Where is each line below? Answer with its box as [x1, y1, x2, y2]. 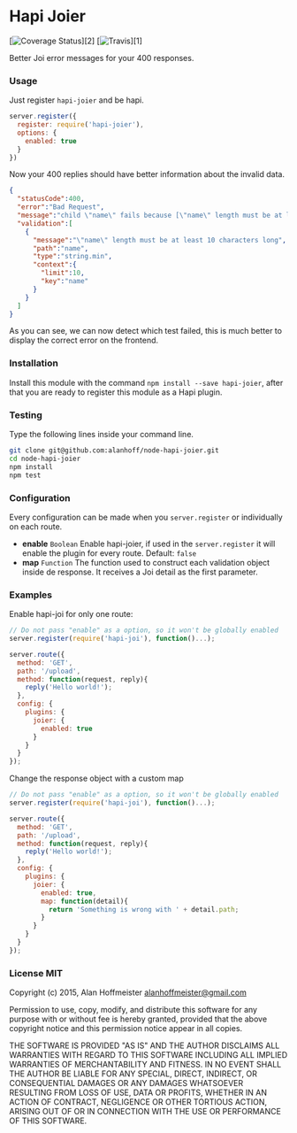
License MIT [9, 967, 64, 979]
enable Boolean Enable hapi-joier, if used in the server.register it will [21, 538, 276, 549]
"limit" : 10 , [41, 268, 86, 278]
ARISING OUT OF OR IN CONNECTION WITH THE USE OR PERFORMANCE [9, 1106, 281, 1117]
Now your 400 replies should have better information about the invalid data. [9, 169, 286, 180]
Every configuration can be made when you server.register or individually [9, 512, 283, 522]
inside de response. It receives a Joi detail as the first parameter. [21, 566, 258, 577]
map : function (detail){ [41, 897, 128, 906]
